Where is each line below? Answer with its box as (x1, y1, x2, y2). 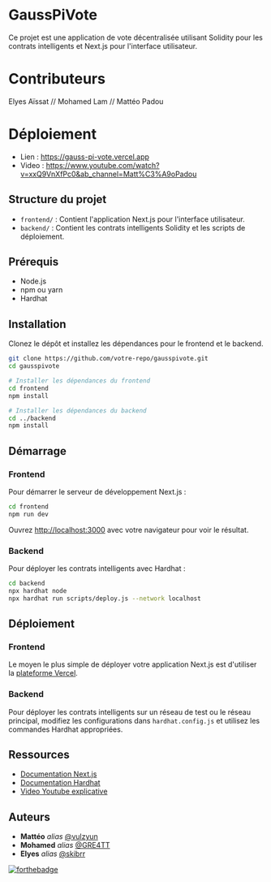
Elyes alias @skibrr (19, 849, 86, 858)
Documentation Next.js (19, 769, 97, 779)
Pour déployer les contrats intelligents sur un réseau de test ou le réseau (8, 707, 252, 716)
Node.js (19, 276, 47, 286)
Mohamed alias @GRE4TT (19, 841, 110, 850)
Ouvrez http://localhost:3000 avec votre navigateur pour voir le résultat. (8, 525, 249, 534)
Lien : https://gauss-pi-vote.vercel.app (19, 152, 150, 162)
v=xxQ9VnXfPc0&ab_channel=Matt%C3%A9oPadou (19, 169, 197, 179)
